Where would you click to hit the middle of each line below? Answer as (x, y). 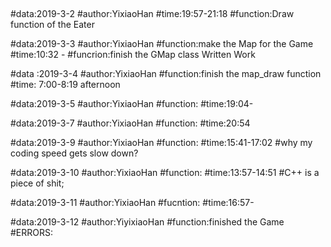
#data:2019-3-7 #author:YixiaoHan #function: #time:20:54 (130, 123)
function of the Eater (52, 25)
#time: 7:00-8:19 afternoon (65, 85)
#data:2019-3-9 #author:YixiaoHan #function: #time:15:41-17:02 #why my (161, 143)
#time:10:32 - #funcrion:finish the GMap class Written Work (133, 55)
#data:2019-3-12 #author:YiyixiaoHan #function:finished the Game (147, 222)
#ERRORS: (32, 233)
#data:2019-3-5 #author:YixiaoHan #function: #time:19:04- (132, 104)
